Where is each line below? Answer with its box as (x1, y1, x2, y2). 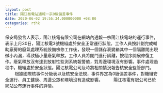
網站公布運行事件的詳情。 (5, 83, 56, 89)
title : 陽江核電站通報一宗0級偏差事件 (5, 12, 73, 16)
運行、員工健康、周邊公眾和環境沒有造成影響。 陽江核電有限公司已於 (9, 77, 156, 83)
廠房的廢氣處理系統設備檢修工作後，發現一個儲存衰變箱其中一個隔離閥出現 (9, 46, 158, 52)
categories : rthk (5, 20, 40, 26)
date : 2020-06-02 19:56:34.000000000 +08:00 (5, 16, 97, 21)
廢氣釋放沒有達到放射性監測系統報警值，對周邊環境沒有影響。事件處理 (13, 59, 154, 64)
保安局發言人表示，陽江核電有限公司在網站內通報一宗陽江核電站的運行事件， (5, 34, 158, 40)
